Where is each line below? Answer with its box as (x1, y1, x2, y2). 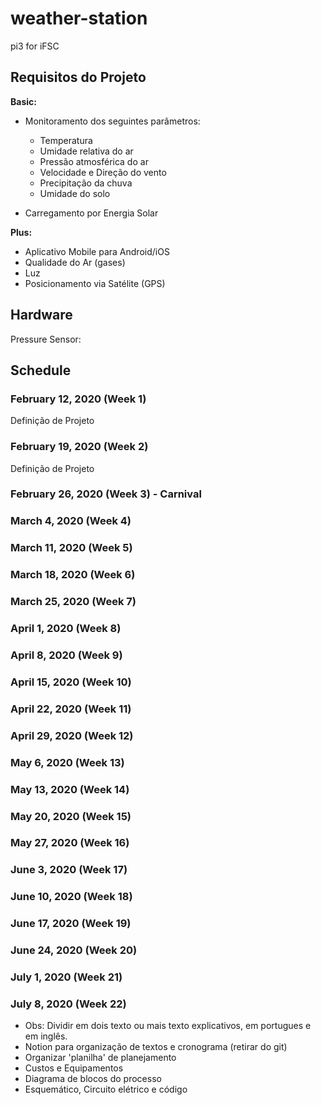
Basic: (10, 95, 37, 107)
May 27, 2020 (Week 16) (10, 836, 130, 850)
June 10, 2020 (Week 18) (10, 890, 133, 904)
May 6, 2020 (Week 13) (10, 755, 125, 769)
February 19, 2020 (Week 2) (10, 440, 149, 454)
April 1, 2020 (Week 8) (10, 622, 122, 636)
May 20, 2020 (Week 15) (10, 809, 132, 823)
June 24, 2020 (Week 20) (10, 943, 138, 957)
